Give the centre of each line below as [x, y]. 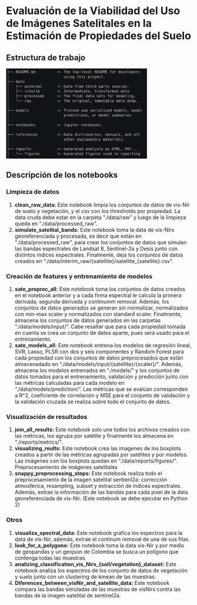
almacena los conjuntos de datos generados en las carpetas [88, 320]
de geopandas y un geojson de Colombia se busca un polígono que [96, 551]
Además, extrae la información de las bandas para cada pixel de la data [101, 492]
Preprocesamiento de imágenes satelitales [66, 467]
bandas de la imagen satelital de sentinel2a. [68, 595]
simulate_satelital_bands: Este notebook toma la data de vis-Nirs [94, 230]
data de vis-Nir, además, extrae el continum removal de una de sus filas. [102, 539]
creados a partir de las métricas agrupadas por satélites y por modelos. [101, 455]
